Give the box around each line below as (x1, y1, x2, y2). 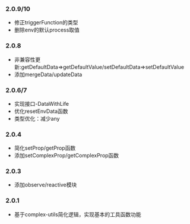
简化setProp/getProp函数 (14, 144, 76, 152)
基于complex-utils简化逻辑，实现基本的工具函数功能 (14, 210, 142, 218)
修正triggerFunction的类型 (14, 19, 78, 26)
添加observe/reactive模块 (14, 181, 77, 188)
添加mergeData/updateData (14, 71, 83, 78)
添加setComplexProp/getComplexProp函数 (14, 152, 119, 159)
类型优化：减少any (14, 115, 60, 122)
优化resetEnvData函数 (14, 108, 69, 115)
